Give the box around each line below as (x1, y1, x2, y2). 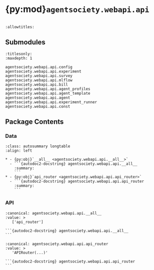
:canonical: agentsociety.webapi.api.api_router (5, 241, 108, 246)
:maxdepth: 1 (5, 56, 32, 61)
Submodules (5, 38, 46, 47)
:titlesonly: (5, 51, 32, 56)
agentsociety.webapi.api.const (5, 104, 70, 109)
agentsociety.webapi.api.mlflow (5, 78, 72, 83)
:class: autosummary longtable (5, 144, 70, 149)
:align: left (5, 148, 32, 153)
